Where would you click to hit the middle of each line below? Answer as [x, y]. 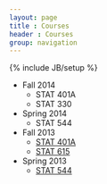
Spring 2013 [44, 161]
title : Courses [39, 26]
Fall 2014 [39, 85]
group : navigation [43, 42]
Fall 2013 [39, 133]
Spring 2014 [45, 113]
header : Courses [41, 34]
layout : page [33, 17]
